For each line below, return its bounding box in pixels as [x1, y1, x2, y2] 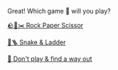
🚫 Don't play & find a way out [7, 54, 92, 63]
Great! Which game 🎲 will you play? [7, 7, 112, 15]
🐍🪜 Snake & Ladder [7, 38, 66, 46]
